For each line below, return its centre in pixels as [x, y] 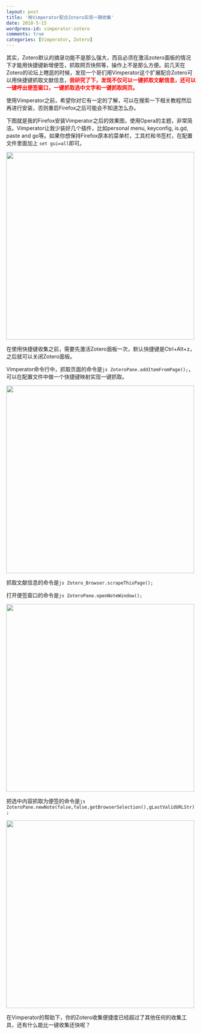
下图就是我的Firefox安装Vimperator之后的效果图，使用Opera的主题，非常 [97, 120]
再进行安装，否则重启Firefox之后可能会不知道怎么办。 [73, 108]
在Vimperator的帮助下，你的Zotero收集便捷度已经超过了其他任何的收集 [94, 1017]
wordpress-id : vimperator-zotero [48, 29]
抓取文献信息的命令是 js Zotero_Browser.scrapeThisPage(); [80, 582]
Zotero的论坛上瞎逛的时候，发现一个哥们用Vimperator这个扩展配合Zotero [97, 72]
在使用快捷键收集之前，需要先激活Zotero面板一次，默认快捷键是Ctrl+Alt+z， [101, 349]
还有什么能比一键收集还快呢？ [54, 1025]
